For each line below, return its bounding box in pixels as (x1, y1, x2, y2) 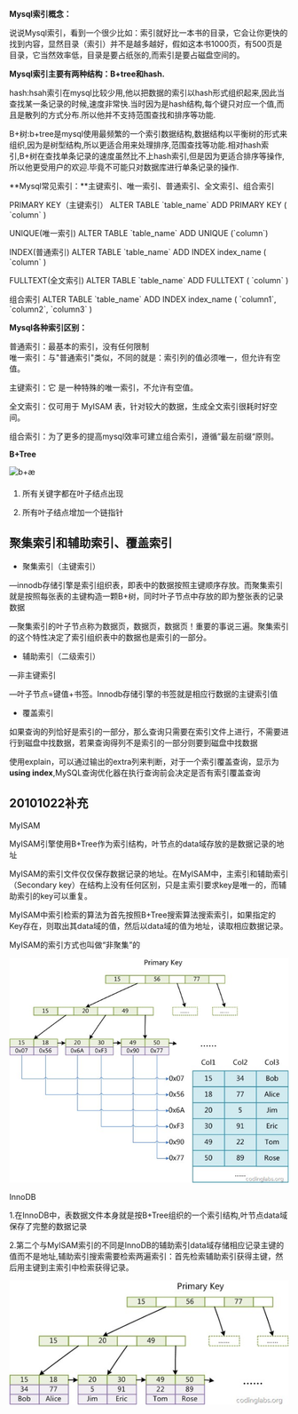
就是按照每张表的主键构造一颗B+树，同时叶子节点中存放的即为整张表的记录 (9, 591, 284, 601)
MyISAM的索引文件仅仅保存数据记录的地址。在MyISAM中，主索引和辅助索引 (9, 868, 289, 878)
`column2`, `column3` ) (9, 304, 93, 314)
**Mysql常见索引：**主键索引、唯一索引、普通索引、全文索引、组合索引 (9, 181, 275, 191)
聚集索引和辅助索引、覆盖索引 (9, 536, 173, 551)
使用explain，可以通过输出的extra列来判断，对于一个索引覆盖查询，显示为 (9, 756, 279, 767)
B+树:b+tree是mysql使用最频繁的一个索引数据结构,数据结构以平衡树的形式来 (9, 129, 288, 139)
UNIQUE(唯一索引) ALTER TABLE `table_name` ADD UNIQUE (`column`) (9, 228, 269, 238)
